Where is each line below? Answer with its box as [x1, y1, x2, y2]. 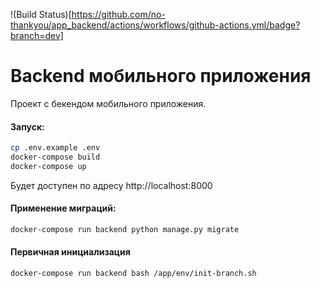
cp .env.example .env [10, 143, 101, 153]
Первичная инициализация [10, 246, 131, 258]
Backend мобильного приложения [10, 65, 312, 88]
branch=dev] [10, 30, 64, 41]
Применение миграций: [10, 202, 117, 214]
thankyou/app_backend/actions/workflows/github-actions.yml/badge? [10, 19, 301, 31]
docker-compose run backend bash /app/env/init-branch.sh [10, 269, 257, 279]
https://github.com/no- [71, 9, 166, 20]
